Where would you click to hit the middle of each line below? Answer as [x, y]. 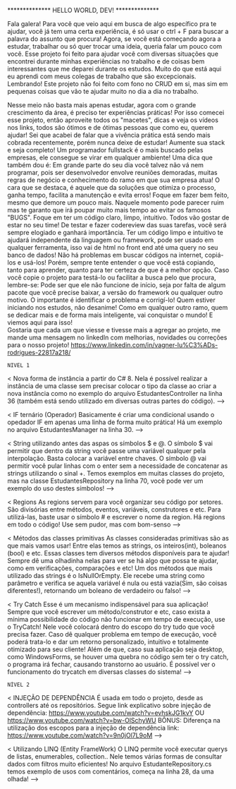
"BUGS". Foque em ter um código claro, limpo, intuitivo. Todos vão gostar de [118, 217]
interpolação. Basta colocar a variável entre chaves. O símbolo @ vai [107, 458]
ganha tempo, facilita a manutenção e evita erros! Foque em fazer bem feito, [118, 195]
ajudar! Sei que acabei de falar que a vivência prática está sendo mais [109, 135]
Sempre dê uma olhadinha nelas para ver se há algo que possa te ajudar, [113, 561]
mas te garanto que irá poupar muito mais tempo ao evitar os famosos [109, 210]
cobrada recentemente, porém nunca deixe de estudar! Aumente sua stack [116, 143]
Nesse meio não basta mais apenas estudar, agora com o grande [102, 105]
